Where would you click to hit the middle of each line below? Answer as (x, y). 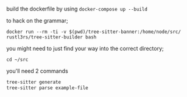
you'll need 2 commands (37, 71)
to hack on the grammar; (37, 20)
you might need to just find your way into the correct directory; (85, 48)
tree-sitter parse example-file (47, 88)
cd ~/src (17, 60)
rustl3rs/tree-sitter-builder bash (51, 37)
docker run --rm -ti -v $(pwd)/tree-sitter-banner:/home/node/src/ (94, 32)
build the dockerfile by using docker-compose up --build (77, 9)
